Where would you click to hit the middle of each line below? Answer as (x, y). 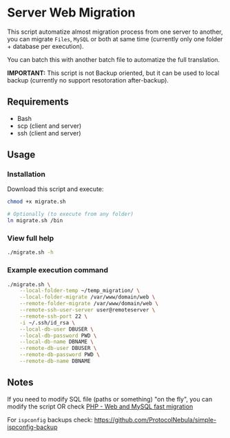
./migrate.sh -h (30, 252)
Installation (27, 175)
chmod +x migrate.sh (37, 202)
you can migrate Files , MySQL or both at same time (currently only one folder (115, 39)
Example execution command (58, 270)
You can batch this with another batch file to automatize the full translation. (114, 59)
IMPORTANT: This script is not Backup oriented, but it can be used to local (113, 73)
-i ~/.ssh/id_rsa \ (48, 322)
